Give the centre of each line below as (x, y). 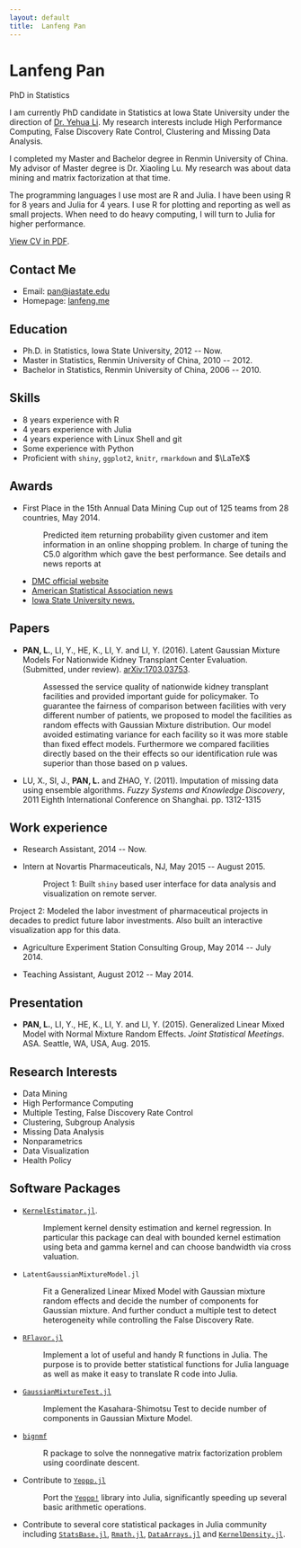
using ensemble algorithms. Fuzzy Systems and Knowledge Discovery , (154, 790)
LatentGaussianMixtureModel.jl (81, 1274)
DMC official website (71, 581)
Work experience (58, 827)
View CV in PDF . (40, 241)
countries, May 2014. (61, 517)
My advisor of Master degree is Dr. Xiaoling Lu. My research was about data (150, 168)
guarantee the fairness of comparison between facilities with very (165, 706)
